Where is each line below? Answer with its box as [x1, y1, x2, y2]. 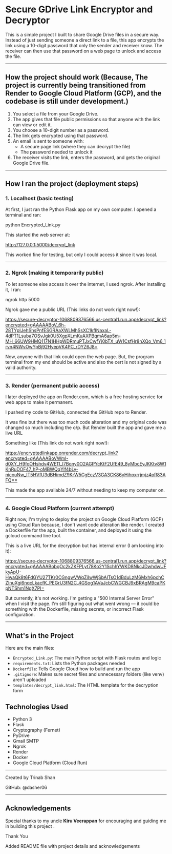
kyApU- [5, 569, 21, 575]
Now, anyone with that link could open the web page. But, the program [5, 353, 154, 360]
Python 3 [12, 716, 32, 722]
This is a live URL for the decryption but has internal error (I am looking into [5, 542, 164, 549]
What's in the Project [5, 631, 74, 640]
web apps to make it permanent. [5, 399, 74, 405]
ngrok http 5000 [5, 296, 40, 302]
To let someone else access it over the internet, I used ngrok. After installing [5, 281, 166, 287]
